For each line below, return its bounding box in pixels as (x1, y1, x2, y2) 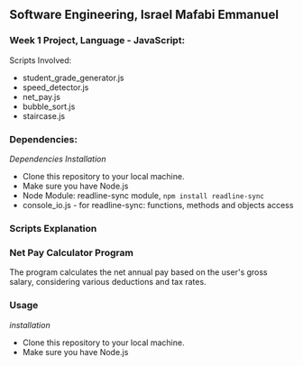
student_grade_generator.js (22, 72, 124, 83)
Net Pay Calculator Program (9, 246, 133, 259)
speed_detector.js (22, 81, 89, 93)
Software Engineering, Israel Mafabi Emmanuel (9, 7, 280, 23)
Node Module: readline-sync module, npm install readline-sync (22, 189, 264, 201)
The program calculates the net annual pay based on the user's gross (9, 267, 268, 278)
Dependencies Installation (9, 153, 106, 164)
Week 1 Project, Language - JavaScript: (9, 34, 186, 47)
